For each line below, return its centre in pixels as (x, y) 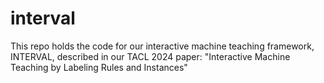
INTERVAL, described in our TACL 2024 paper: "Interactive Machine (150, 56)
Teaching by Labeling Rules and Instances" (99, 67)
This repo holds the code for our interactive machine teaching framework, (162, 46)
